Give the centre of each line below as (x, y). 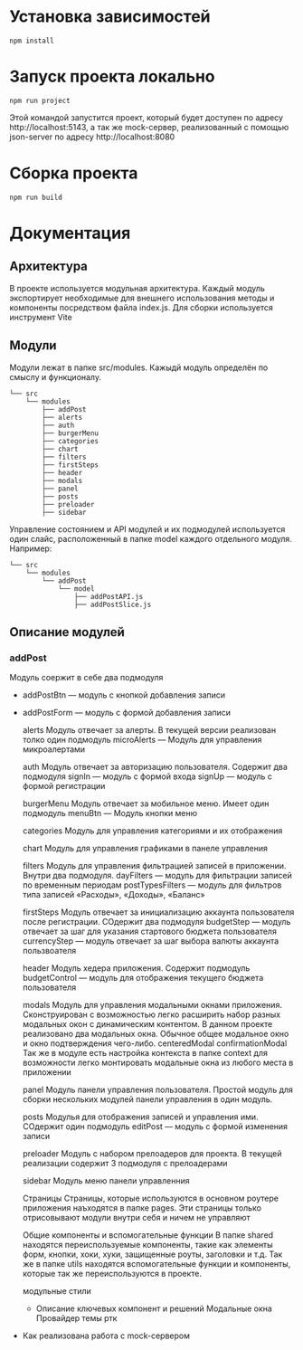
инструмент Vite (41, 317)
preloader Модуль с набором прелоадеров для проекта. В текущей (152, 1154)
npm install (32, 41)
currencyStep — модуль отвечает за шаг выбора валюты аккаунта (151, 941)
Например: (31, 548)
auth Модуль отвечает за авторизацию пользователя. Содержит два (155, 767)
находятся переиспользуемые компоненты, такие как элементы (147, 1245)
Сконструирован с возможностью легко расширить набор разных (151, 1014)
